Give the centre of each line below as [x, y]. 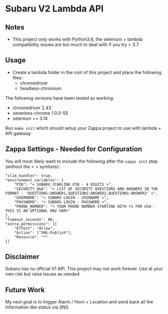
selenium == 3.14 [30, 118]
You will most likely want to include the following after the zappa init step [81, 161]
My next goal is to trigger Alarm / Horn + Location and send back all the [79, 302]
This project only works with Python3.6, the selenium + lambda [77, 39]
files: [18, 78]
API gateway [18, 133]
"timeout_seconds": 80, [30, 219]
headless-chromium [41, 88]
